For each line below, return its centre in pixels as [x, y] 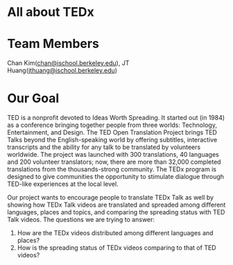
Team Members [53, 44]
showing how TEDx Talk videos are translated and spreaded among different [116, 205]
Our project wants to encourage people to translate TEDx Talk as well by [110, 198]
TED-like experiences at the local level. [63, 184]
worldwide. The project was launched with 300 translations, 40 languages [113, 155]
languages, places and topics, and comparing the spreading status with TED [116, 212]
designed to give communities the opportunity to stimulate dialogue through [115, 177]
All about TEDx [51, 12]
